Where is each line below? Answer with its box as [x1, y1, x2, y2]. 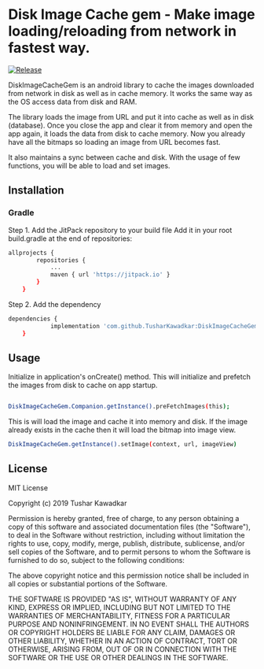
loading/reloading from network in [8, 22, 237, 40]
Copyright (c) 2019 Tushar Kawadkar [8, 498, 127, 508]
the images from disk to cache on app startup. [8, 380, 158, 390]
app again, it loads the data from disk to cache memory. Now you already [8, 128, 246, 139]
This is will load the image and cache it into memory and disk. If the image [8, 417, 248, 427]
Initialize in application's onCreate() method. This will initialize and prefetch [8, 372, 251, 382]
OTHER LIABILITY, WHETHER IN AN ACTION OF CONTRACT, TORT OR [8, 636, 237, 645]
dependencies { [8, 315, 58, 323]
